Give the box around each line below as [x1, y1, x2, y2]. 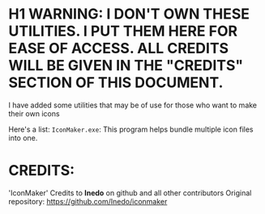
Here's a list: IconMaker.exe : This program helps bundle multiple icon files [8, 124, 254, 134]
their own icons [8, 108, 60, 118]
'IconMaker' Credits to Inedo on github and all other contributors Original [8, 187, 252, 198]
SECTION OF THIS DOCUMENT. [8, 73, 224, 92]
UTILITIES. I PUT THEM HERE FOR [8, 22, 237, 40]
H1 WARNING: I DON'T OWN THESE [8, 5, 250, 23]
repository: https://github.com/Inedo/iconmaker [8, 196, 168, 206]
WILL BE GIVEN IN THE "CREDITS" [8, 57, 244, 75]
